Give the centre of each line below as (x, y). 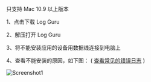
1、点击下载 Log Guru (33, 22)
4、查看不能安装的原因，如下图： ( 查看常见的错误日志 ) (76, 60)
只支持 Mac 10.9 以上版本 (38, 9)
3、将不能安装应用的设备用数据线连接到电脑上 (63, 48)
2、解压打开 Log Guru (34, 35)
